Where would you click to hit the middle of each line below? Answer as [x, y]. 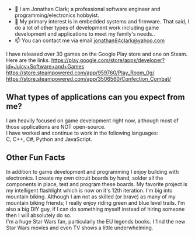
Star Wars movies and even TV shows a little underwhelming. [80, 228]
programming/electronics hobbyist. [57, 15]
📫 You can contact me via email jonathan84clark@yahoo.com [90, 40]
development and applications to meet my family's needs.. [85, 34]
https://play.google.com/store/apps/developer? [108, 60]
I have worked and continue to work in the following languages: [82, 133]
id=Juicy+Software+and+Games [45, 66]
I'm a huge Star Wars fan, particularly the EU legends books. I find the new [96, 221]
